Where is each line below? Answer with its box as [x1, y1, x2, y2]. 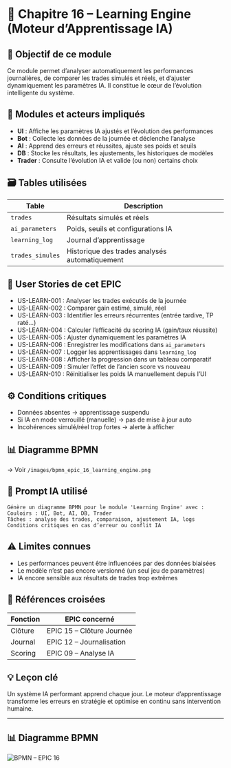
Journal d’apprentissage [66, 235, 145, 244]
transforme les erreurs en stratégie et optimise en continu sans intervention [7, 697, 221, 706]
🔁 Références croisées [7, 593, 105, 606]
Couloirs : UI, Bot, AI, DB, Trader [7, 510, 112, 517]
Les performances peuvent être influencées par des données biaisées [16, 559, 217, 567]
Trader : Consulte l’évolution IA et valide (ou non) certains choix [16, 156, 198, 164]
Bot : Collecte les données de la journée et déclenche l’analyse [16, 134, 196, 142]
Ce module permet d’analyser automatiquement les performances [7, 67, 194, 75]
